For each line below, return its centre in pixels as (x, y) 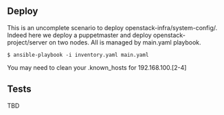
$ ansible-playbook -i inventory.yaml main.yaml (78, 55)
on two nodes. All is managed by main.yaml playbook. (125, 42)
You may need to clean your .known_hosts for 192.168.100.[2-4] (97, 67)
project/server (27, 42)
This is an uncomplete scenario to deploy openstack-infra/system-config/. (112, 27)
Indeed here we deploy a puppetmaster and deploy (80, 35)
